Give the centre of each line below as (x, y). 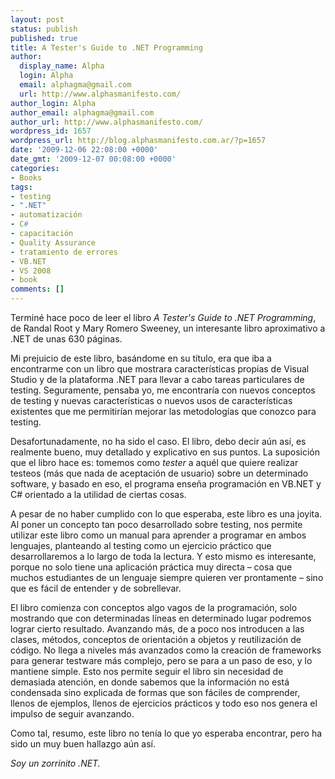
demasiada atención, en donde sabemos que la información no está (150, 682)
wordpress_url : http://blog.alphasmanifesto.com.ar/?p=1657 (138, 141)
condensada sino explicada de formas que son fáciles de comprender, (155, 692)
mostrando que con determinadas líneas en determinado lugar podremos (161, 618)
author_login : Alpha (53, 103)
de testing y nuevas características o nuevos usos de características (151, 400)
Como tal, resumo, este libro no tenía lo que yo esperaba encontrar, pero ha (166, 733)
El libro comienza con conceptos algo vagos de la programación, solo (154, 607)
